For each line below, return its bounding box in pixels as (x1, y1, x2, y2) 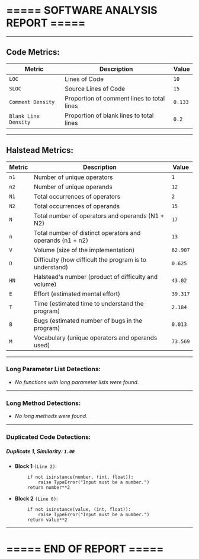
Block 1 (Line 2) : (14, 463, 57, 470)
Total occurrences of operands (33, 202, 120, 210)
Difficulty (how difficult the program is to (33, 255, 147, 263)
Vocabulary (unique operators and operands (33, 334, 158, 342)
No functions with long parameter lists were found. (14, 378, 139, 385)
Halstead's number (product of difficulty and (33, 272, 158, 281)
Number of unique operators (33, 173, 113, 181)
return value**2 (27, 517, 68, 523)
